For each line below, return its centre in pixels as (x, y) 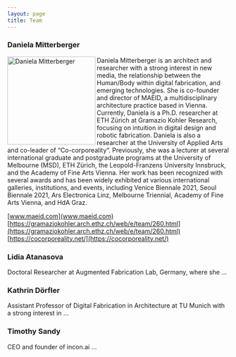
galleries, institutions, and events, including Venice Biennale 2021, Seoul (112, 187)
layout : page (26, 14)
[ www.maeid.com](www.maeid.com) (61, 216)
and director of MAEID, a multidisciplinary (157, 98)
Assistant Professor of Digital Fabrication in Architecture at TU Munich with (116, 306)
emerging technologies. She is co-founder (158, 90)
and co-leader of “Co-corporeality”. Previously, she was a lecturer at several (118, 150)
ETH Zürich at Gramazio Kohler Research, (157, 120)
